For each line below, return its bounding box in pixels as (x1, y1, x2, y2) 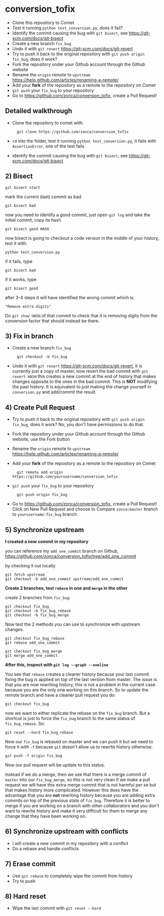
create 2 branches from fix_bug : (5, 595, 70, 600)
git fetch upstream (5, 572, 45, 577)
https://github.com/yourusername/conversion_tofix (12, 474, 118, 479)
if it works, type (5, 276, 37, 282)
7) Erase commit (5, 860, 56, 868)
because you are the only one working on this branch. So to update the (5, 687, 148, 692)
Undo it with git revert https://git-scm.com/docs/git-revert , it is (12, 363, 142, 369)
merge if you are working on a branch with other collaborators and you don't (5, 803, 160, 809)
